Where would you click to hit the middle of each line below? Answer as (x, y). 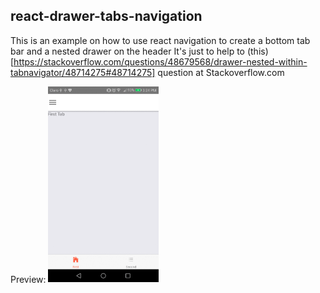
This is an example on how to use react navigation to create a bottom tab (160, 40)
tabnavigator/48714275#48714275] (83, 72)
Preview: (28, 279)
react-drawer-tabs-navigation (106, 16)
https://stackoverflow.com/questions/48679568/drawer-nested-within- (160, 61)
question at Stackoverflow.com (221, 72)
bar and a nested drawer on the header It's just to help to (127, 51)
